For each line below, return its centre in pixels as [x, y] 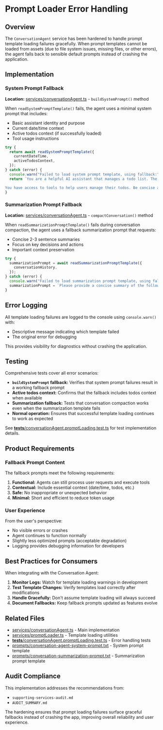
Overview [20, 27]
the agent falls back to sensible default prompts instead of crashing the [76, 54]
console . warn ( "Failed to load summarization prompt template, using [80, 281]
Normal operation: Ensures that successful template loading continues [83, 414]
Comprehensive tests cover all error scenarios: [52, 373]
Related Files [25, 618]
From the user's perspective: [34, 521]
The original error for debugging [44, 337]
